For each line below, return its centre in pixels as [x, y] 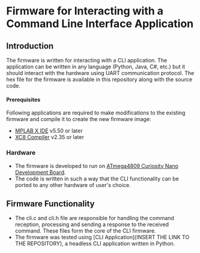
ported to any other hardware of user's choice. [73, 185]
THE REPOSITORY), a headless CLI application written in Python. [95, 243]
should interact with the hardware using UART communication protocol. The [100, 73]
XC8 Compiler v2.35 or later [49, 137]
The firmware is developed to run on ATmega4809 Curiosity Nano [97, 165]
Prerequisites [23, 100]
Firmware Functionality [50, 204]
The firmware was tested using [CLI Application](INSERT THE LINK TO [102, 237]
